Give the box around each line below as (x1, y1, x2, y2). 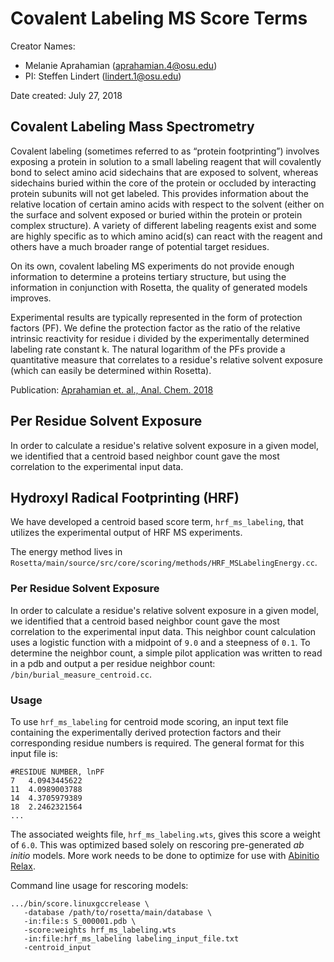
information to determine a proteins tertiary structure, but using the (10, 270, 287, 282)
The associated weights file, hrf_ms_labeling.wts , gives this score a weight (10, 828, 321, 840)
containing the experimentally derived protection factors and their (10, 726, 282, 738)
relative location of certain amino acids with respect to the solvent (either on (10, 198, 325, 210)
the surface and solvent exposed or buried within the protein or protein (10, 208, 303, 221)
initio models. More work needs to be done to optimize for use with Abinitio (10, 849, 320, 861)
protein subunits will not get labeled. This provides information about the (10, 187, 310, 199)
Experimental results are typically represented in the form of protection (10, 311, 303, 323)
